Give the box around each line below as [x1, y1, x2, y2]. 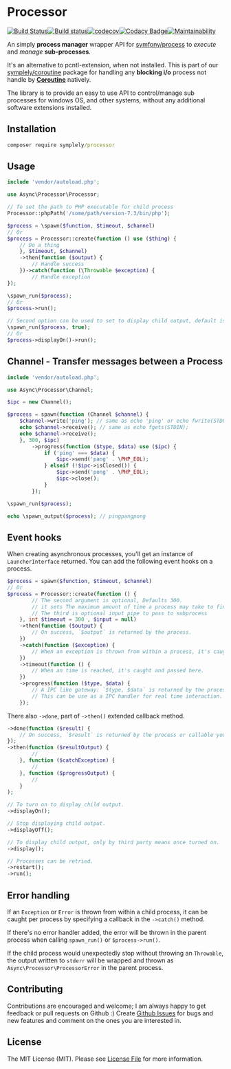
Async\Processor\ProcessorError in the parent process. [7, 964, 164, 971]
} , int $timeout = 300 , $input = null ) [19, 616, 137, 623]
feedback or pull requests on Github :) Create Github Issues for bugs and [7, 1009, 214, 1017]
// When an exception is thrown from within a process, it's [32, 648, 211, 655]
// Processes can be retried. [7, 857, 94, 865]
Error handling [7, 890, 70, 901]
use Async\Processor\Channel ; [7, 386, 94, 393]
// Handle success [32, 261, 85, 268]
